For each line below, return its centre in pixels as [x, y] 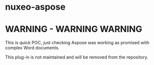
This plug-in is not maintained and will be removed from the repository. [77, 57]
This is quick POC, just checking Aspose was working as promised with [77, 43]
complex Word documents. [32, 48]
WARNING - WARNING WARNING [74, 29]
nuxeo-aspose [35, 7]
